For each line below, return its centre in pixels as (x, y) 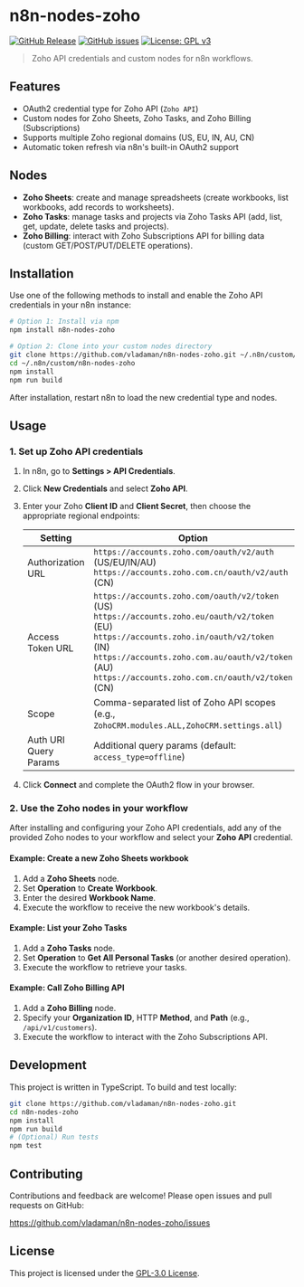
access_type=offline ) (139, 757)
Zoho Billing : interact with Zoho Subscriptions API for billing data (143, 235)
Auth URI (46, 740)
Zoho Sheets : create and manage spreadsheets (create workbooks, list (156, 197)
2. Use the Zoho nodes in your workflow (99, 809)
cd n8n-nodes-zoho (44, 1112)
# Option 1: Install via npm (64, 322)
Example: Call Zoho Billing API (67, 988)
